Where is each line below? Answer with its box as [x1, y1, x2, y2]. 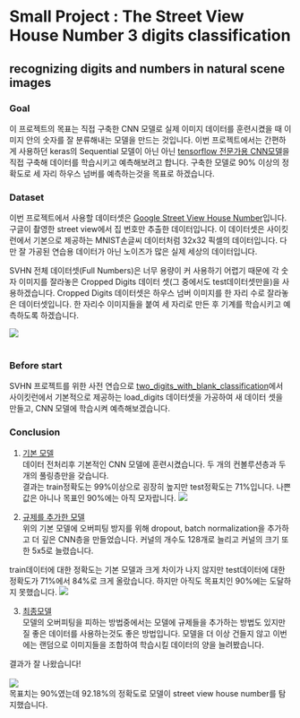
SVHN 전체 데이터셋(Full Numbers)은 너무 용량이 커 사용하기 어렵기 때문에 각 [9, 265, 279, 276]
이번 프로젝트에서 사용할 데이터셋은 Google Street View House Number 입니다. [9, 212, 287, 223]
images [9, 74, 52, 91]
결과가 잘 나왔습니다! [9, 658, 81, 669]
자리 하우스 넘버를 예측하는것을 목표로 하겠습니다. [42, 168, 215, 178]
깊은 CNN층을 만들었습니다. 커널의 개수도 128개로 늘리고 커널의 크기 [41, 533, 280, 544]
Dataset [9, 191, 45, 203]
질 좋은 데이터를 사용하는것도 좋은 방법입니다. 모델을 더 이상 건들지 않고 [21, 627, 271, 638]
